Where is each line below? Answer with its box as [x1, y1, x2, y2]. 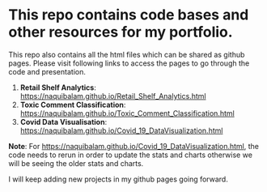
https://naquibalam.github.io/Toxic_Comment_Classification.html [19, 108, 235, 118]
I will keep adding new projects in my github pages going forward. [8, 174, 228, 184]
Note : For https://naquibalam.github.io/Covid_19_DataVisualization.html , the [8, 141, 260, 151]
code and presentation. [8, 66, 87, 76]
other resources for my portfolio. [8, 23, 233, 41]
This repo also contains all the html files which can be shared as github [8, 49, 245, 59]
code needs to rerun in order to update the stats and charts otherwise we [8, 150, 253, 160]
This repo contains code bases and [8, 6, 249, 24]
